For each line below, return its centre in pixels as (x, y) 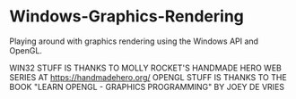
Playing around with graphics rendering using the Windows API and (134, 41)
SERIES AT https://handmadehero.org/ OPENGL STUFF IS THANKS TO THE (148, 77)
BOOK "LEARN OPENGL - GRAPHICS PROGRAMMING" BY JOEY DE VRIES (147, 87)
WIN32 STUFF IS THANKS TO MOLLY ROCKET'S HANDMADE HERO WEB (146, 68)
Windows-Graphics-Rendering (127, 16)
